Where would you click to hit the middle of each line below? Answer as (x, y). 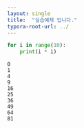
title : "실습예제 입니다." (42, 20)
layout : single (29, 13)
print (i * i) (38, 52)
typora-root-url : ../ (38, 26)
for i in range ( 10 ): (37, 46)
